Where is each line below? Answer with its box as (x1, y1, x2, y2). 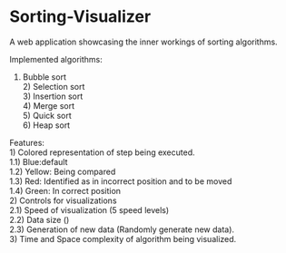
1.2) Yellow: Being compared (9, 166, 116, 177)
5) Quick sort (22, 110, 72, 121)
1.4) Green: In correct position (9, 185, 121, 196)
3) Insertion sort (22, 91, 84, 102)
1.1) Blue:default (9, 156, 68, 167)
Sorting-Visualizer (9, 6, 152, 27)
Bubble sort (22, 71, 66, 83)
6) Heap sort (22, 120, 71, 131)
